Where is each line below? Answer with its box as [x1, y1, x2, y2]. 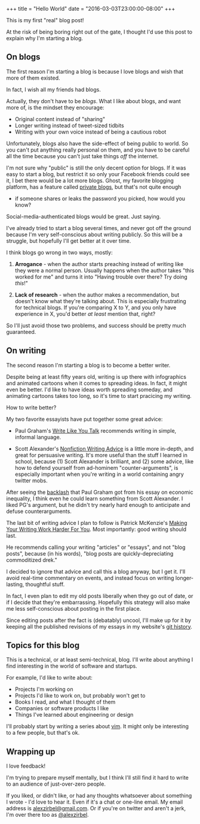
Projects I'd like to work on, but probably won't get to [14, 692, 146, 699]
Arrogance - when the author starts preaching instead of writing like [14, 260, 184, 267]
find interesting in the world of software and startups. [6, 662, 137, 670]
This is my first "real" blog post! [6, 17, 84, 23]
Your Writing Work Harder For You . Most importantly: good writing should [6, 526, 187, 533]
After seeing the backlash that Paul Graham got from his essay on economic [6, 488, 193, 496]
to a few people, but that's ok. [6, 729, 80, 737]
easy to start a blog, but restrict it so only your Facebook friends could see [6, 170, 190, 177]
